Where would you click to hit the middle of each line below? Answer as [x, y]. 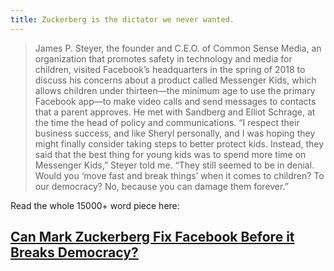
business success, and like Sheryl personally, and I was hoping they [175, 133]
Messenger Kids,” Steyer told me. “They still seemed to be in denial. [174, 165]
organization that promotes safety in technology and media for [163, 58]
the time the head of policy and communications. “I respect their [167, 122]
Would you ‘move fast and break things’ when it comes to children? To [179, 175]
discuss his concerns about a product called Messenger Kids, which [175, 80]
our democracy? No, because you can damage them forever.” [161, 186]
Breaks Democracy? [74, 252]
